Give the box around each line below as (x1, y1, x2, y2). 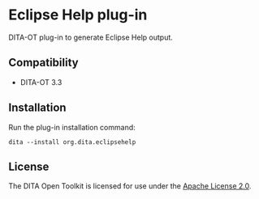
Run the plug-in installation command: (8, 122, 136, 132)
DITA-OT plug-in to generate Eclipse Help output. (8, 32, 173, 42)
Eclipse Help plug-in (8, 6, 148, 24)
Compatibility (8, 56, 79, 70)
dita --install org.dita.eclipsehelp (8, 138, 136, 146)
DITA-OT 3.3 (19, 77, 63, 87)
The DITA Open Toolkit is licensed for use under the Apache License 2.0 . (8, 181, 252, 191)
